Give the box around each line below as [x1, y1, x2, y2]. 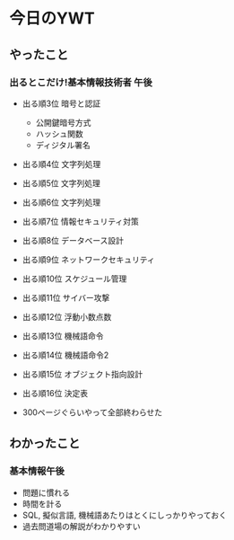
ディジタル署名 [35, 139, 91, 150]
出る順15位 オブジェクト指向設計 [22, 368, 143, 379]
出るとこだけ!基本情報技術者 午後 [9, 75, 152, 88]
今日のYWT [9, 8, 96, 29]
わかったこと [9, 436, 81, 451]
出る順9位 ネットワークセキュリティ [22, 253, 155, 265]
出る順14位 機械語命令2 [22, 350, 109, 360]
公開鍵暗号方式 [35, 117, 91, 128]
